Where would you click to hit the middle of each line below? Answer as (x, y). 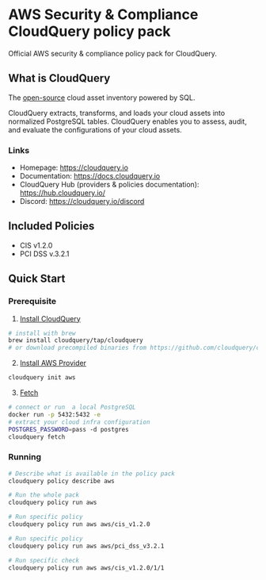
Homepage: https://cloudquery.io (74, 167)
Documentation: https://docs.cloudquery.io (90, 176)
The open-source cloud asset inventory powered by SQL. (102, 98)
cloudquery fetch (37, 437)
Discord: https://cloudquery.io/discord (82, 202)
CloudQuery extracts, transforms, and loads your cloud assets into (117, 113)
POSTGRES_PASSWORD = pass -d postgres (68, 429)
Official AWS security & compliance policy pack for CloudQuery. (113, 53)
